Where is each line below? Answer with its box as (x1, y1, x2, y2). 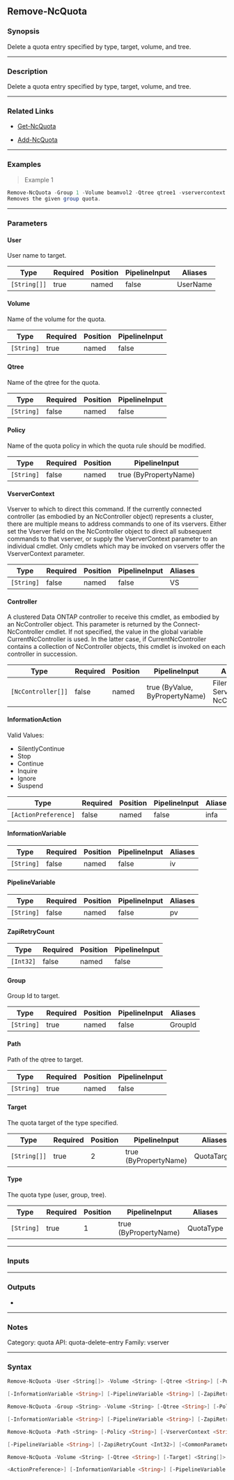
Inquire (17, 766, 38, 775)
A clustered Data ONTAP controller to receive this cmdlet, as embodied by (7, 613, 219, 621)
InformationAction (7, 715, 62, 724)
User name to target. (7, 251, 67, 260)
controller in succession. (7, 650, 78, 659)
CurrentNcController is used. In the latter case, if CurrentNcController (7, 635, 207, 643)
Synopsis (7, 27, 40, 36)
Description (7, 66, 48, 76)
